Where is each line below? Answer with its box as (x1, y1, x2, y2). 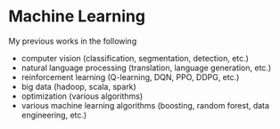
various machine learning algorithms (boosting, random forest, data (21, 100, 269, 110)
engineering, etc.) (21, 109, 87, 120)
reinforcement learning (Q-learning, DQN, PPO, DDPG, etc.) (21, 71, 240, 82)
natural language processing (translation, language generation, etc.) (21, 62, 272, 73)
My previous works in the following (8, 36, 137, 46)
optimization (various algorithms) (21, 91, 144, 101)
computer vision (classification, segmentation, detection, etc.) (21, 52, 249, 63)
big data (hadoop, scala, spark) (21, 81, 137, 92)
